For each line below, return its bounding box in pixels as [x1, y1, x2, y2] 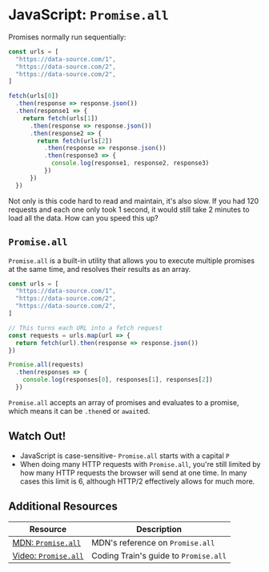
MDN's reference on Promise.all [91, 537, 215, 548]
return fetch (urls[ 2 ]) [37, 136, 113, 145]
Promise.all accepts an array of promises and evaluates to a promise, [8, 397, 239, 407]
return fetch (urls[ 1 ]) [22, 114, 98, 122]
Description [135, 523, 183, 534]
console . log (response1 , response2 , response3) [50, 159, 210, 168]
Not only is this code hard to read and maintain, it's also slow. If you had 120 [8, 196, 259, 205]
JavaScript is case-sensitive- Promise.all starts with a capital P [19, 451, 230, 460]
